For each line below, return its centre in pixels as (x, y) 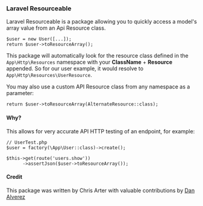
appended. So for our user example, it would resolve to (75, 68)
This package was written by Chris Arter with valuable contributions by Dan (101, 190)
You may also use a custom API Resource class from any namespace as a (98, 87)
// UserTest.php (27, 142)
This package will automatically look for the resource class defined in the (98, 56)
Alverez (16, 197)
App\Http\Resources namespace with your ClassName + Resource (89, 62)
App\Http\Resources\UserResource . (49, 75)
